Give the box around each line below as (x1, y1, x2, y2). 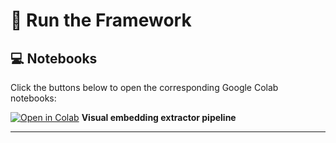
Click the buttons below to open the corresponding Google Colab (10, 82, 279, 93)
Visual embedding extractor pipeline (81, 112, 237, 123)
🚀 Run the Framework (10, 9, 192, 32)
